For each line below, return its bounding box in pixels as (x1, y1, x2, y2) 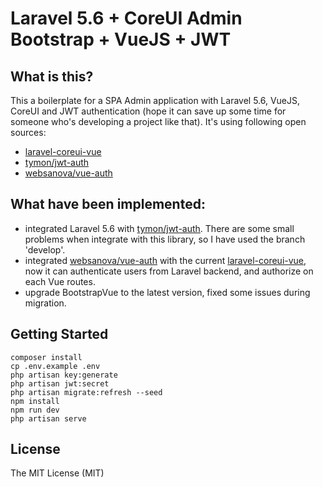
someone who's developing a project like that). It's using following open (10, 116, 307, 127)
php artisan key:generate (10, 370, 118, 380)
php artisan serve (10, 413, 87, 424)
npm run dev (10, 405, 60, 415)
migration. (24, 297, 67, 309)
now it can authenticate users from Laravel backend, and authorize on (24, 265, 314, 277)
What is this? (10, 68, 94, 85)
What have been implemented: (10, 196, 206, 213)
